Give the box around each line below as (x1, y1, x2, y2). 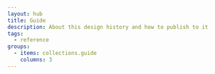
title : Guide (7, 17, 46, 24)
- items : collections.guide (14, 50, 98, 57)
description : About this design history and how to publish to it (7, 23, 209, 30)
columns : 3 (20, 56, 53, 63)
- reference (14, 37, 50, 44)
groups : (7, 43, 31, 50)
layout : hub (7, 10, 43, 18)
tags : (7, 30, 23, 37)
